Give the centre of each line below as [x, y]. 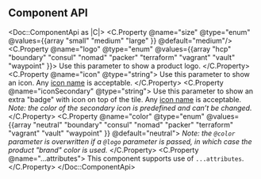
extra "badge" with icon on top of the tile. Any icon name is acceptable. [125, 99]
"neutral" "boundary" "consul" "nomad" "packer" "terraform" [133, 124]
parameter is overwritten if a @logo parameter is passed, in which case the [130, 141]
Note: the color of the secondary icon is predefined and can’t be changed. [130, 108]
